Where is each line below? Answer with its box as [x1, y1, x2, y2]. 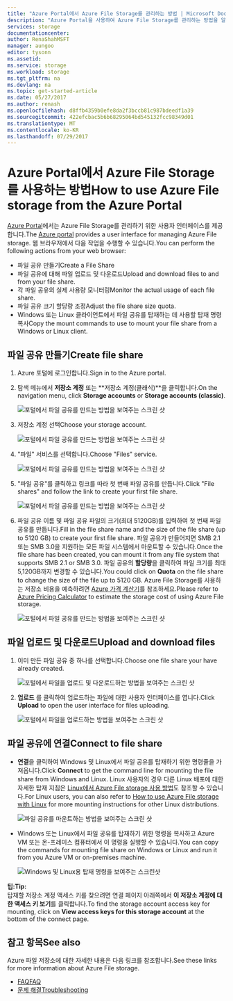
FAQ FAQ [17, 977, 42, 986]
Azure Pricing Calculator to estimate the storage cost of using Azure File [17, 592, 224, 601]
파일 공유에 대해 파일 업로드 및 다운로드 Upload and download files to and [17, 270, 219, 278]
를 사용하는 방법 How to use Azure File [7, 182, 220, 198]
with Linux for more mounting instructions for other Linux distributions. [17, 800, 220, 808]
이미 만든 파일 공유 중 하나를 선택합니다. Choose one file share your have [17, 656, 217, 665]
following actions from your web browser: [7, 247, 126, 255]
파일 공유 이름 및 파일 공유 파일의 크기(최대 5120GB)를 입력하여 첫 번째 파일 [17, 516, 221, 525]
